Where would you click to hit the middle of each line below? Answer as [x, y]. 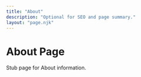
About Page [35, 51]
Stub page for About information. [46, 68]
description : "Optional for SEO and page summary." [71, 17]
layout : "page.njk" [30, 22]
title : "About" [25, 11]
